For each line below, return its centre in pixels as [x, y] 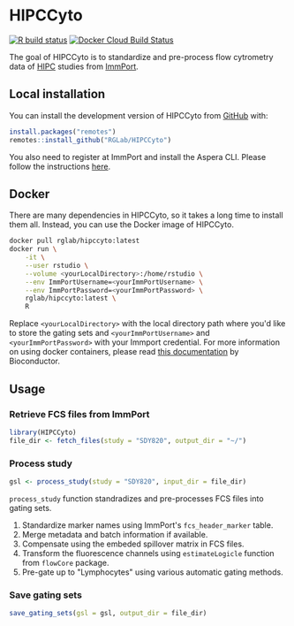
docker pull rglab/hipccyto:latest [75, 241]
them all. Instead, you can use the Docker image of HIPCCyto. [121, 225]
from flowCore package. [65, 562]
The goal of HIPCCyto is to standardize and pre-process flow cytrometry [141, 57]
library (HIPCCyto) [43, 432]
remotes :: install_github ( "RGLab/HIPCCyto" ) [90, 140]
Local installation [57, 94]
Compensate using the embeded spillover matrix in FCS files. [133, 544]
